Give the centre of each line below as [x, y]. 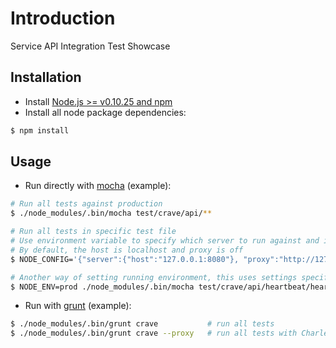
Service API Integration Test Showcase [90, 46]
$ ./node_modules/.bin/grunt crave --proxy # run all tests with [154, 333]
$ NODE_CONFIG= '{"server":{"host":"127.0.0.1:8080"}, [125, 259]
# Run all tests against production [86, 204]
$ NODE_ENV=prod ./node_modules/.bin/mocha [102, 287]
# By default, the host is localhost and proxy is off [127, 250]
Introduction [63, 18]
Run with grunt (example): [78, 306]
